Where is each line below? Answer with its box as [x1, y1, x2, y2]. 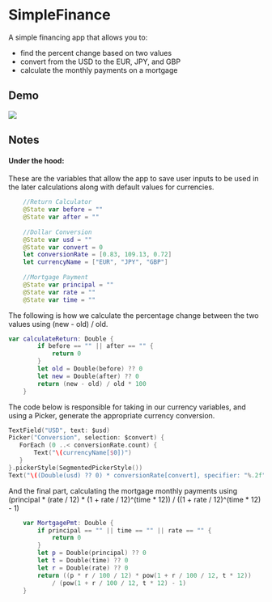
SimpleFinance [8, 6, 111, 24]
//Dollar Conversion [23, 228, 92, 236]
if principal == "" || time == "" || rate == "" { [37, 526, 212, 535]
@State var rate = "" [23, 288, 96, 296]
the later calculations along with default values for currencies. [8, 182, 215, 192]
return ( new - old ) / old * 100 [37, 379, 147, 388]
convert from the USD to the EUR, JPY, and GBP [19, 57, 181, 66]
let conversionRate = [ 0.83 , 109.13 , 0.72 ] [23, 251, 172, 259]
